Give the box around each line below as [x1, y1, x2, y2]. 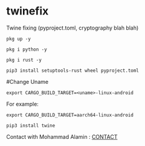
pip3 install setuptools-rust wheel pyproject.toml [6, 68, 139, 74]
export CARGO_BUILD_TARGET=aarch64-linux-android [6, 112, 134, 118]
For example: [6, 100, 39, 107]
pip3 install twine [6, 122, 56, 129]
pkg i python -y [6, 46, 47, 52]
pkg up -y [6, 36, 31, 42]
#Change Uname [6, 78, 49, 85]
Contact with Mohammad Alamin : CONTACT [6, 133, 118, 140]
